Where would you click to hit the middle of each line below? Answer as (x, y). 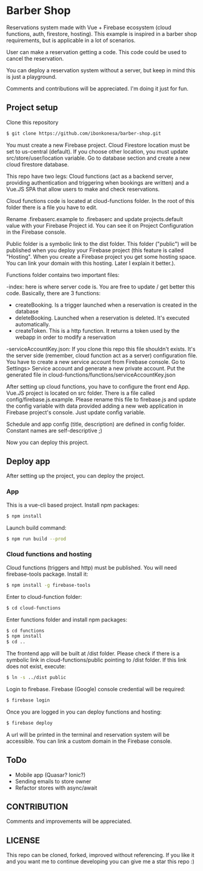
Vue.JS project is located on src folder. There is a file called (81, 393)
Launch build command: (36, 528)
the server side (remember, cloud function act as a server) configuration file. (102, 355)
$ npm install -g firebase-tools (48, 585)
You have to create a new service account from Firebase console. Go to (96, 361)
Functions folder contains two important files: (63, 275)
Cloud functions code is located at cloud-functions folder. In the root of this (101, 200)
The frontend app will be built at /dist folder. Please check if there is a (93, 654)
